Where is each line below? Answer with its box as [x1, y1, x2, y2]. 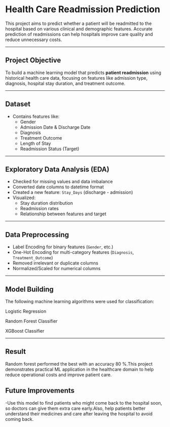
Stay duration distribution [20, 200, 73, 206]
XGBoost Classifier [5, 328, 45, 334]
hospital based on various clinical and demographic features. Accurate [5, 25, 153, 31]
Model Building [5, 285, 54, 293]
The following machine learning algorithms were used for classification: [5, 299, 154, 304]
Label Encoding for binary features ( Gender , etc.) [12, 244, 114, 250]
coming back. [5, 416, 34, 422]
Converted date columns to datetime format [12, 184, 104, 190]
